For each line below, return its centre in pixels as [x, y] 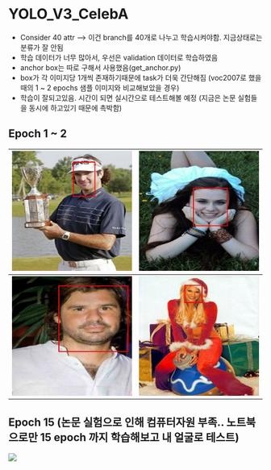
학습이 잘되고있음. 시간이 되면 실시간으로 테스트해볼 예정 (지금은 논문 [128, 98]
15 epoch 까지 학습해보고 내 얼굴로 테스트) [140, 437]
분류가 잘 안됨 [42, 47]
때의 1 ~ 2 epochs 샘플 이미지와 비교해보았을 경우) [100, 87]
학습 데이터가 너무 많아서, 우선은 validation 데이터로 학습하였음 [119, 57]
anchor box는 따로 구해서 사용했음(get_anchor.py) [100, 67]
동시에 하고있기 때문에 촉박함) [75, 108]
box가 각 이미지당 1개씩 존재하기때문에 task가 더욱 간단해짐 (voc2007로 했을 [141, 77]
